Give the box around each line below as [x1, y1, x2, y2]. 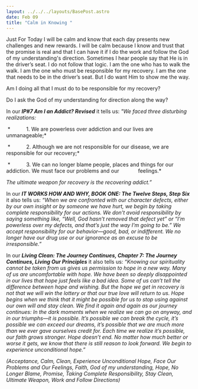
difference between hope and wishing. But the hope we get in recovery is [6, 283, 185, 290]
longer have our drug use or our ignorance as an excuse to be [6, 234, 158, 241]
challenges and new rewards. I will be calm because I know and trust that [6, 42, 185, 49]
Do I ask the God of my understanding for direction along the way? [6, 96, 168, 103]
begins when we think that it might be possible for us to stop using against [6, 296, 188, 303]
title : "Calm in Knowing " [6, 20, 73, 25]
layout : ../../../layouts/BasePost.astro [6, 8, 110, 15]
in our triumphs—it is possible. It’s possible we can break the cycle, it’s [6, 315, 178, 322]
